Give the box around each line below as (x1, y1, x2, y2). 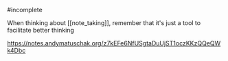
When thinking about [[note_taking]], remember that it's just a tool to (7, 19, 201, 26)
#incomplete (7, 6, 43, 14)
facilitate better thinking (7, 26, 74, 34)
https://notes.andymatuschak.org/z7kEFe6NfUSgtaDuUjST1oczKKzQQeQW (7, 39, 221, 47)
